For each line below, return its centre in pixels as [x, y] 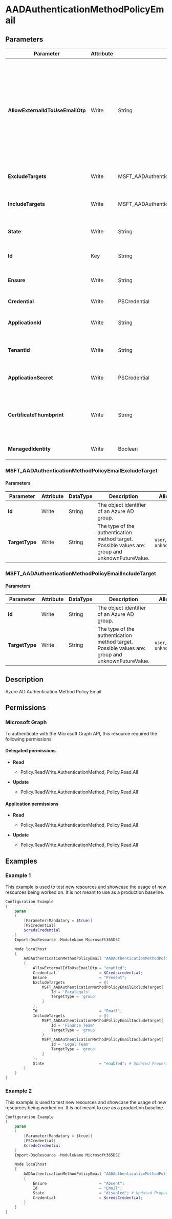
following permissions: [29, 739]
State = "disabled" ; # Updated [92, 1193]
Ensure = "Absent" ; [79, 1183]
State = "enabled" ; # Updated [91, 1063]
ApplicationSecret [30, 378]
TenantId [19, 350]
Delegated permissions [31, 751]
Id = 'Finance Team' [73, 1025]
